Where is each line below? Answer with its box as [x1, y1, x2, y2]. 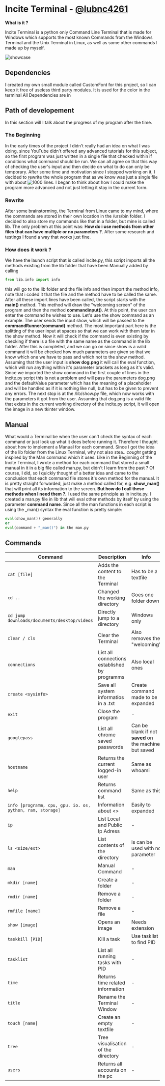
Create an [98, 1013, 121, 1020]
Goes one [131, 591, 154, 598]
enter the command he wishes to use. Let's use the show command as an [5, 312, 154, 318]
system [98, 688, 115, 695]
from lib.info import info [5, 278, 60, 282]
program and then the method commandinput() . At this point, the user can [5, 307, 156, 313]
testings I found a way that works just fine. [5, 234, 91, 240]
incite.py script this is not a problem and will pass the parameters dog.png [5, 375, 155, 381]
